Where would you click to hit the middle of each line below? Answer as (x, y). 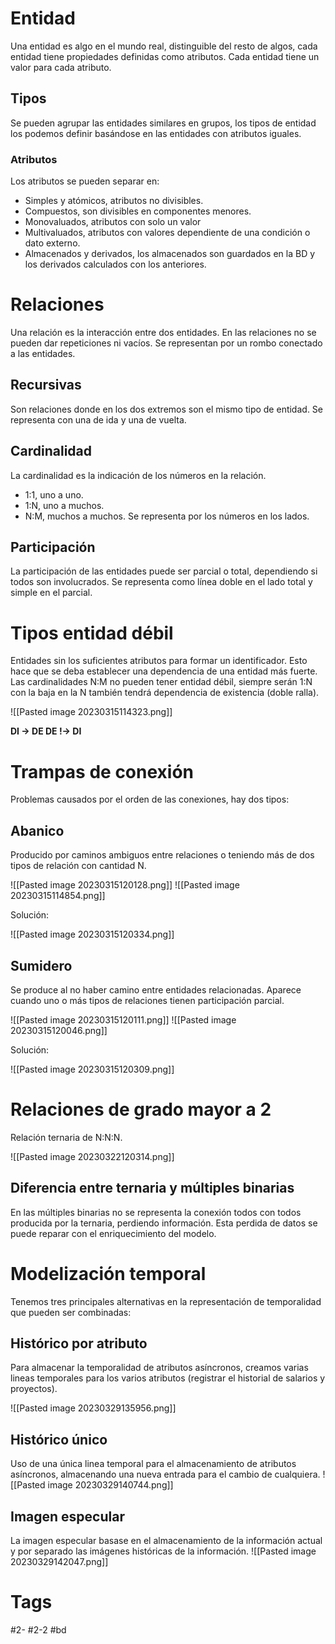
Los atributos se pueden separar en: (85, 181)
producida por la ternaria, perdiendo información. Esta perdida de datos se (164, 1223)
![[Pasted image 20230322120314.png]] (92, 1156)
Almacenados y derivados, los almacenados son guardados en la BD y (170, 254)
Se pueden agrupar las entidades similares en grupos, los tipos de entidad (163, 123)
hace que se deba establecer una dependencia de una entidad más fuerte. (164, 671)
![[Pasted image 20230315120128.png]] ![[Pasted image (125, 885)
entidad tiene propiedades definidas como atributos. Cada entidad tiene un (165, 56)
